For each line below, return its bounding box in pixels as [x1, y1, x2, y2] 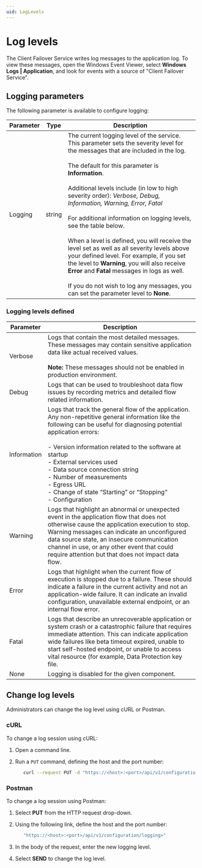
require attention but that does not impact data [47, 550, 179, 558]
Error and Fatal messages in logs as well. [67, 267, 185, 275]
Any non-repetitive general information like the [47, 412, 180, 421]
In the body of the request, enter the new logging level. [14, 843, 151, 851]
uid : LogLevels [6, 8, 44, 15]
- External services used [47, 457, 118, 466]
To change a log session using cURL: [6, 735, 98, 742]
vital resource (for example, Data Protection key [47, 652, 182, 661]
